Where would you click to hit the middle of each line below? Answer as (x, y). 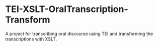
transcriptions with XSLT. (31, 39)
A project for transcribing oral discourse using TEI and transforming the (79, 33)
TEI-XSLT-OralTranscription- (67, 9)
